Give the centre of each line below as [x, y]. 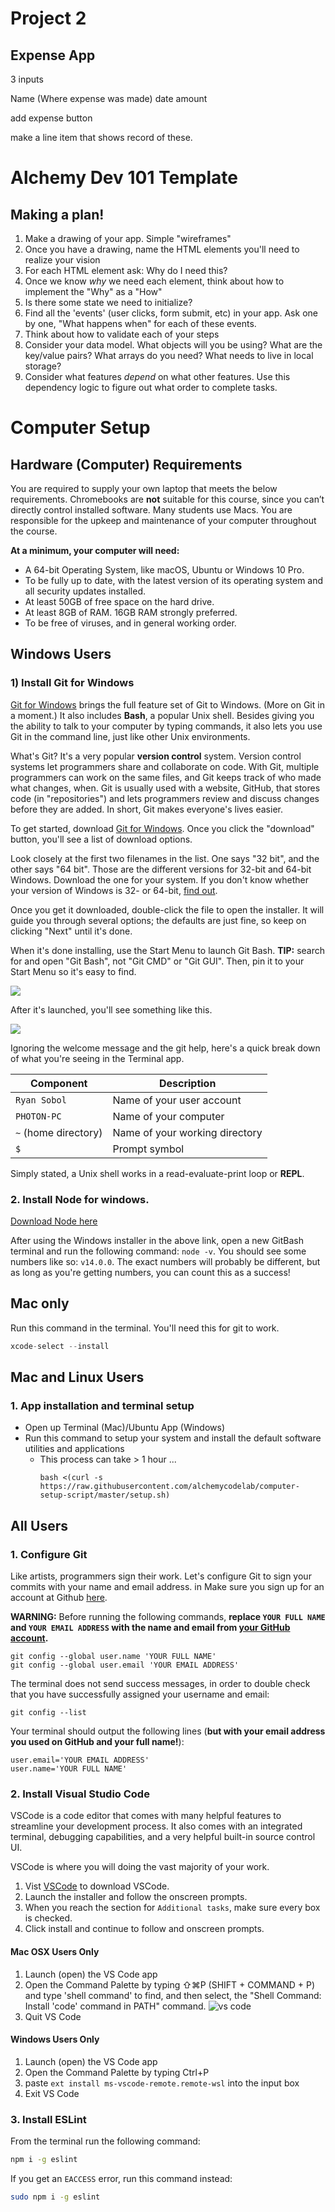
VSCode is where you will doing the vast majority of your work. [140, 1867]
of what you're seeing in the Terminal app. [97, 1058]
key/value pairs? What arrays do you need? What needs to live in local [169, 355]
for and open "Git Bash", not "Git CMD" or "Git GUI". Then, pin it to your [157, 961]
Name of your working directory [187, 1132]
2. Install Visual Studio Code [80, 1794]
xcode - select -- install [60, 1346]
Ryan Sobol [41, 1100]
